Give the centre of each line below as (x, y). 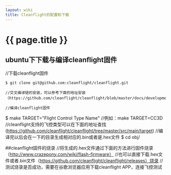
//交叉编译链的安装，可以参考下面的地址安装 (46, 93)
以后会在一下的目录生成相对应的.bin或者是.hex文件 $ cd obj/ (77, 137)
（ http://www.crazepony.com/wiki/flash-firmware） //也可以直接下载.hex (82, 154)
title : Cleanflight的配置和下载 (37, 15)
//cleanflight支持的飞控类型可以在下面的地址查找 (56, 124)
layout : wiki (19, 10)
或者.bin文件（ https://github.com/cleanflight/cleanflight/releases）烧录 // (86, 160)
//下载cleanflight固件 (27, 73)
